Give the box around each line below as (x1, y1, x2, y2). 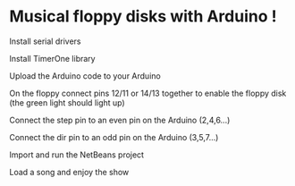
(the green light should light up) (9, 97, 125, 108)
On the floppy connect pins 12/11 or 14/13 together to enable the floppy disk (9, 88, 287, 98)
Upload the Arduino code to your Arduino (9, 70, 161, 81)
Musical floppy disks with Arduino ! (9, 6, 277, 27)
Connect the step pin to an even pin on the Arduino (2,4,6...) (9, 114, 231, 125)
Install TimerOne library (9, 53, 96, 63)
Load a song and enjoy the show (9, 166, 130, 177)
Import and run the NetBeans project (9, 149, 145, 160)
